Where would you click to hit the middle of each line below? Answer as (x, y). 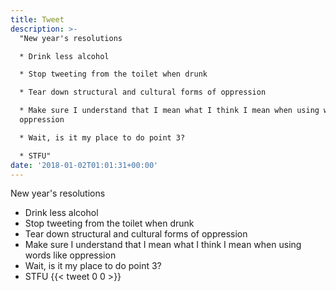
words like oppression (70, 255)
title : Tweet (37, 19)
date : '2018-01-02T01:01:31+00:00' (84, 165)
